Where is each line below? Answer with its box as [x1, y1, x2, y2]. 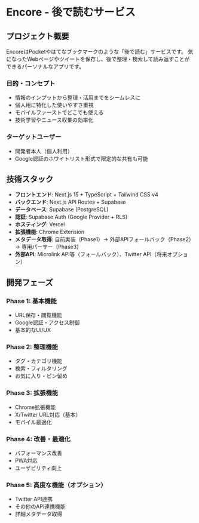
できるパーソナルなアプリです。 [6, 63, 85, 70]
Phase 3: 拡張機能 [6, 389, 59, 397]
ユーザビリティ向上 [14, 464, 62, 472]
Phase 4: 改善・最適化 [6, 435, 71, 443]
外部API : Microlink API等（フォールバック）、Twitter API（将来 [14, 251, 167, 258]
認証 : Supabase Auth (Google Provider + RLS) [14, 213, 128, 221]
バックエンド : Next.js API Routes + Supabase [14, 198, 127, 206]
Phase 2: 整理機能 [6, 343, 59, 351]
